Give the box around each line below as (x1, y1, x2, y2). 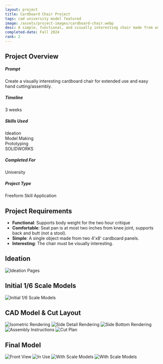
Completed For (5, 157, 36, 163)
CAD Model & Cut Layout (5, 308, 81, 317)
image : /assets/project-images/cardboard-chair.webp (5, 20, 114, 26)
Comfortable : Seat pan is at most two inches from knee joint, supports (12, 225, 154, 230)
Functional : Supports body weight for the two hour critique (12, 220, 130, 226)
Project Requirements (5, 207, 72, 215)
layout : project (5, 7, 38, 12)
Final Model (5, 341, 41, 349)
